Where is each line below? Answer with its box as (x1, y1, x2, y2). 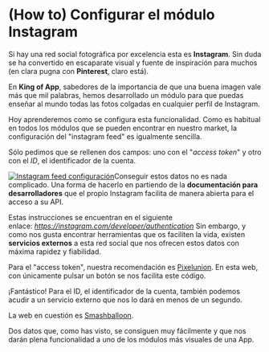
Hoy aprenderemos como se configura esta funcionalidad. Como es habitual (8, 114, 261, 124)
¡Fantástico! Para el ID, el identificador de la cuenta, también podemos (8, 286, 241, 296)
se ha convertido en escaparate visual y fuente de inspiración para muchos (8, 58, 258, 68)
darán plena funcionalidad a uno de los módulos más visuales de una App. (8, 334, 255, 344)
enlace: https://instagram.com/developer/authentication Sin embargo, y (8, 221, 247, 231)
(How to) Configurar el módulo (8, 6, 215, 24)
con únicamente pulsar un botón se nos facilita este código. (8, 271, 206, 280)
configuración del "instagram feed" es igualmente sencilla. (8, 131, 202, 141)
